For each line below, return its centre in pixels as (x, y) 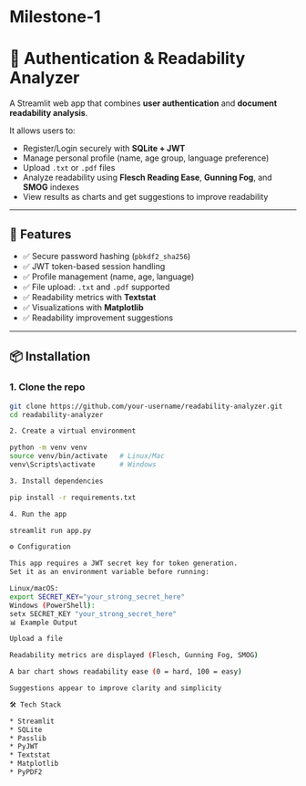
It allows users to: (42, 131)
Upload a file (36, 639)
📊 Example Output (44, 623)
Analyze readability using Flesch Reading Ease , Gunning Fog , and (148, 178)
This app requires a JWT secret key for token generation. (124, 563)
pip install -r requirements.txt (73, 498)
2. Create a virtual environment (73, 431)
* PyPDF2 (26, 772)
